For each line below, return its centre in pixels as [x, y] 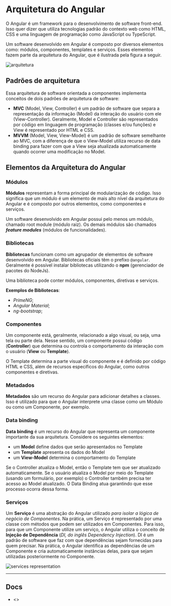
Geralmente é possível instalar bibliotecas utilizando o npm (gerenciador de [85, 265]
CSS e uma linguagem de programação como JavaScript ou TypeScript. [81, 34]
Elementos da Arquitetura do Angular [66, 168]
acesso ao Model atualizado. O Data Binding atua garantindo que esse [79, 483]
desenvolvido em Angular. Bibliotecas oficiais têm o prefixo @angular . [78, 259]
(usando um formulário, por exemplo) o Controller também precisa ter [79, 478]
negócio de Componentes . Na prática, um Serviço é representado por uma [84, 518]
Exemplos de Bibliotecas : [33, 290]
